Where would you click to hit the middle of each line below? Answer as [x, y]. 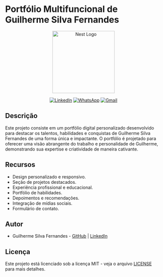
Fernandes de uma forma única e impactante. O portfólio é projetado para [81, 138]
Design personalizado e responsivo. [49, 177]
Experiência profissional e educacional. [53, 187]
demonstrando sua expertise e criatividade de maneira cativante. [72, 149]
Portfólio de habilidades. [37, 192]
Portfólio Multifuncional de [61, 9]
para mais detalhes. [25, 269]
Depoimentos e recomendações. [46, 198]
